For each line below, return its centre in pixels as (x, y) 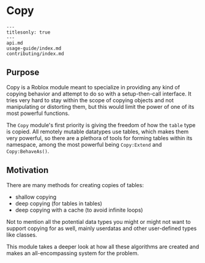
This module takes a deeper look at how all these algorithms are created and (103, 246)
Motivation (28, 170)
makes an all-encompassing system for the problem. (73, 253)
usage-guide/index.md (34, 48)
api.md (15, 43)
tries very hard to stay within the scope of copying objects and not (90, 100)
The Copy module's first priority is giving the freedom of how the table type (101, 125)
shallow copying (36, 197)
